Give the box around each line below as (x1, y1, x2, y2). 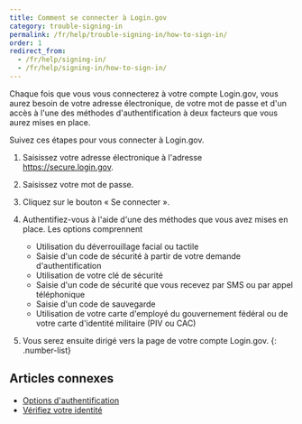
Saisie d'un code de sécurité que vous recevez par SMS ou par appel (35, 279, 293, 290)
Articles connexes (9, 371, 114, 386)
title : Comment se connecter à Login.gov (9, 13, 168, 23)
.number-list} (22, 345, 72, 355)
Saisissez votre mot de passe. (22, 179, 134, 189)
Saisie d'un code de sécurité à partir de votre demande (35, 250, 242, 262)
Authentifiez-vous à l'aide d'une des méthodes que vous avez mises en (22, 214, 288, 225)
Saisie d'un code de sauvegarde (35, 299, 156, 309)
